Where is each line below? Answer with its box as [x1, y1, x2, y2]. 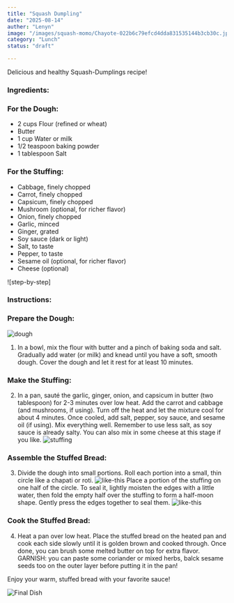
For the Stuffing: [7, 167, 64, 176]
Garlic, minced [17, 220, 60, 228]
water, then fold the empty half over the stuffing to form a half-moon [17, 491, 214, 499]
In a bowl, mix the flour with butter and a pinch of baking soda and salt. [17, 343, 221, 351]
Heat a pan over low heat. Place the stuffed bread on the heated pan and [17, 531, 226, 540]
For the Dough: [7, 104, 59, 114]
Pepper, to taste [17, 249, 63, 258]
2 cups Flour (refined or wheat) [17, 120, 107, 128]
